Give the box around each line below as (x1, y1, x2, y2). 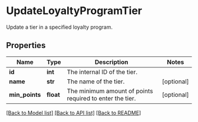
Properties (6, 40, 46, 50)
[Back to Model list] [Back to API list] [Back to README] (6, 109, 141, 116)
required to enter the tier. (67, 94, 136, 102)
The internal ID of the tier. (67, 67, 137, 76)
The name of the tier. (67, 77, 125, 86)
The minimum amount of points (67, 87, 153, 95)
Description (94, 57, 128, 66)
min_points (9, 90, 41, 99)
